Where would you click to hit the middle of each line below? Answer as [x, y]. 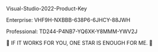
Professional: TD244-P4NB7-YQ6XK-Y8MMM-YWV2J [72, 31]
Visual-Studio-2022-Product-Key [47, 9]
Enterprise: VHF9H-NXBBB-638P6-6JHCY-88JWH [68, 20]
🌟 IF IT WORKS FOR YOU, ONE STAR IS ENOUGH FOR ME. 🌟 [79, 43]
